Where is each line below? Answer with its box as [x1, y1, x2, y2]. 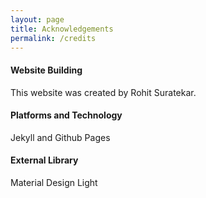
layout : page [10, 14, 65, 25]
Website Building [10, 64, 83, 76]
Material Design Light [10, 176, 98, 188]
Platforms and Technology [10, 109, 123, 121]
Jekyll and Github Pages [10, 131, 111, 143]
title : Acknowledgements [10, 24, 114, 34]
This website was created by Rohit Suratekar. [10, 86, 197, 98]
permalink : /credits [10, 33, 97, 43]
